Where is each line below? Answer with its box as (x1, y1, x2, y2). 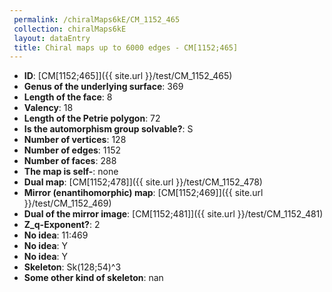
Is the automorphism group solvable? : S (23, 123, 194, 135)
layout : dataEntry (13, 33, 91, 43)
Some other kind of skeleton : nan (23, 272, 164, 284)
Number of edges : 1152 (23, 144, 122, 156)
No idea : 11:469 (23, 229, 89, 241)
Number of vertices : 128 (23, 134, 127, 146)
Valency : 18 (23, 102, 74, 114)
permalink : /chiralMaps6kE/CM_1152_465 (13, 14, 181, 25)
